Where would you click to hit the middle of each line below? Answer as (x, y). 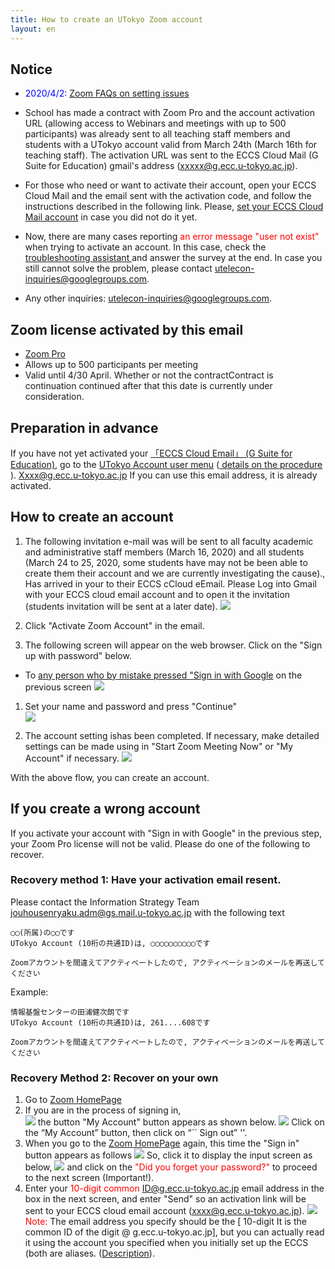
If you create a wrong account (105, 809)
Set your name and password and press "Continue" (131, 706)
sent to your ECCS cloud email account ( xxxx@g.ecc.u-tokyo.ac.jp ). (164, 1211)
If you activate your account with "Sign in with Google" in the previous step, (166, 833)
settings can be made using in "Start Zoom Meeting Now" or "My (159, 746)
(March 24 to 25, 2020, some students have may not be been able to (166, 562)
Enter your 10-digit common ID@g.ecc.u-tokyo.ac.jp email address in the (174, 1188)
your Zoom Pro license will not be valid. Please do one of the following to (160, 843)
